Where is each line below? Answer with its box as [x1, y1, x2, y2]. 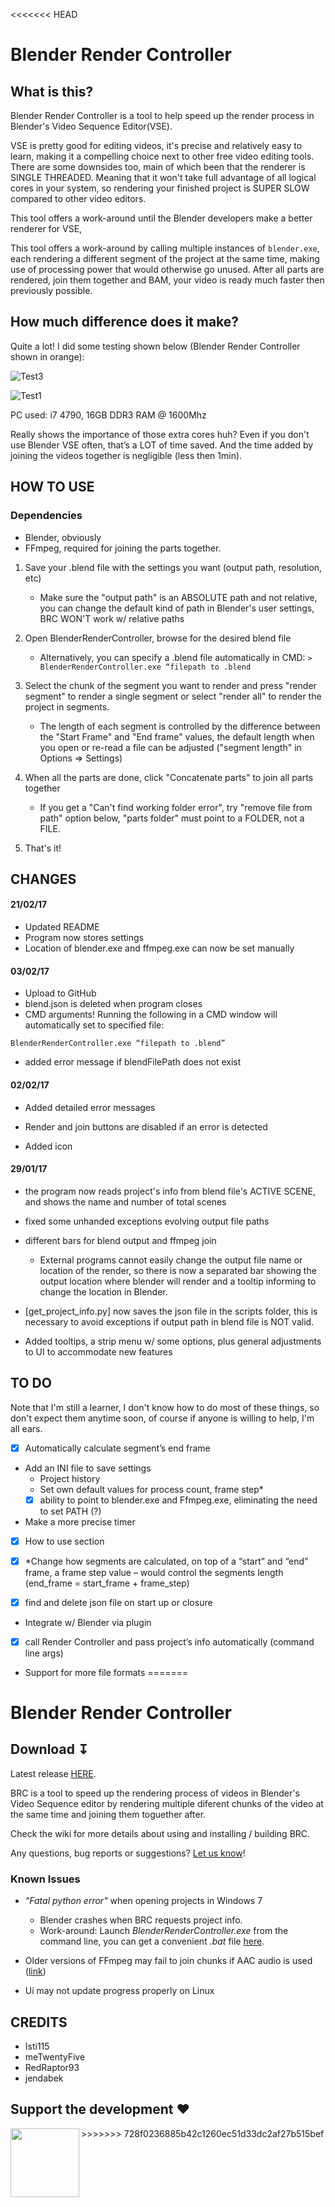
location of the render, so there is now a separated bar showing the [39, 1264, 317, 1276]
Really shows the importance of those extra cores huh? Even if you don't [10, 428, 310, 440]
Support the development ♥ [10, 2101, 190, 2118]
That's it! [24, 842, 62, 854]
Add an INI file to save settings [24, 1462, 152, 1474]
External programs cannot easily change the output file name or [39, 1254, 303, 1266]
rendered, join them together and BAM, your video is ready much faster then [10, 274, 325, 286]
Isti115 [24, 2040, 50, 2052]
